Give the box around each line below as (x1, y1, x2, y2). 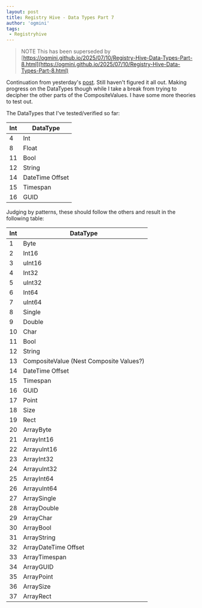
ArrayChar (23, 514, 52, 522)
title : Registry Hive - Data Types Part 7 (6, 14, 114, 21)
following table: (6, 215, 44, 222)
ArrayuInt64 (23, 484, 58, 493)
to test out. (6, 98, 33, 106)
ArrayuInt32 (23, 465, 58, 473)
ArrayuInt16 (23, 445, 58, 454)
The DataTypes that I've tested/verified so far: (6, 110, 120, 117)
